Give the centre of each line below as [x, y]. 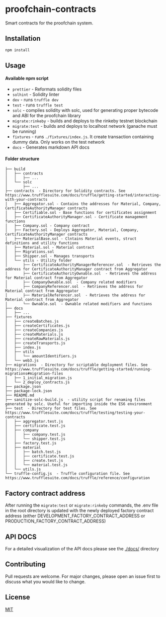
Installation [23, 39]
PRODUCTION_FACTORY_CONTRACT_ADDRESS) [55, 521]
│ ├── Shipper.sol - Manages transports [50, 256]
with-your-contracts [27, 200]
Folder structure [22, 159]
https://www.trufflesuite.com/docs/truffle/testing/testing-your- [75, 413]
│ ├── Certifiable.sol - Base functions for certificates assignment [81, 213]
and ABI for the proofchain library [46, 116]
